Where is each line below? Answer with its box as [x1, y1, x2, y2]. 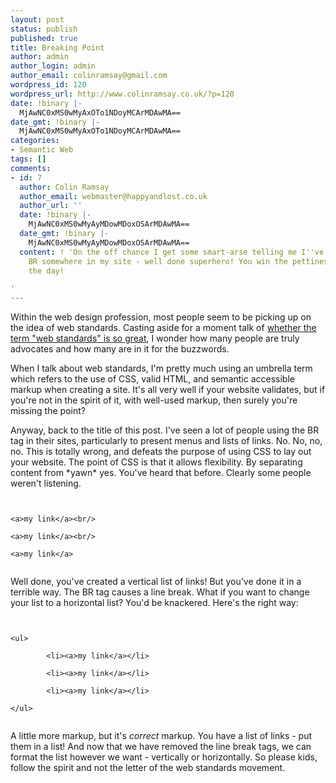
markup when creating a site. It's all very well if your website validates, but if [10, 384, 326, 396]
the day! [28, 266, 65, 276]
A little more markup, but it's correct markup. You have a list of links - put [10, 730, 313, 742]
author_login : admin [10, 61, 97, 71]
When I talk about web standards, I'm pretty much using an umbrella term [10, 362, 313, 375]
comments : [10, 163, 52, 173]
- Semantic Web [10, 145, 74, 155]
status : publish [10, 24, 78, 34]
